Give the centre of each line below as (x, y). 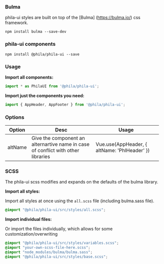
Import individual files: (29, 219)
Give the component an (58, 138)
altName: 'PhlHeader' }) (123, 150)
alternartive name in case (61, 144)
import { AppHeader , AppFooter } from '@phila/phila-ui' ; (65, 105)
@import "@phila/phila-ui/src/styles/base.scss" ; (57, 257)
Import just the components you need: (45, 95)
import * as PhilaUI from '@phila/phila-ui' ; (52, 86)
